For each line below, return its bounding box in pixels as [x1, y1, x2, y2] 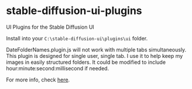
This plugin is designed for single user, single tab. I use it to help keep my [6, 52, 183, 59]
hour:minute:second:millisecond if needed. [6, 64, 109, 71]
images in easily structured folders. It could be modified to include [6, 59, 166, 66]
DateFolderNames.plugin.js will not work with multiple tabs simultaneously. [6, 46, 187, 53]
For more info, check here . [6, 76, 70, 83]
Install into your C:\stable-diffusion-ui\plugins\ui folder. [6, 35, 148, 42]
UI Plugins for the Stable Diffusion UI [6, 23, 95, 30]
